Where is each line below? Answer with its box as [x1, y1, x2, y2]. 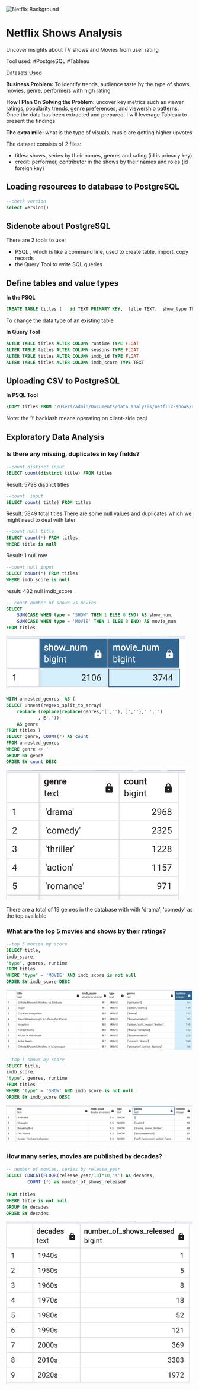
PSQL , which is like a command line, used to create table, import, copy [14, 248, 188, 256]
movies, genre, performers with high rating [6, 87, 111, 94]
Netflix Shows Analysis [6, 27, 123, 40]
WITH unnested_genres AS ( [6, 696, 76, 702]
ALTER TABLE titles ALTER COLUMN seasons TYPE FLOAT [6, 346, 139, 353]
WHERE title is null [6, 541, 57, 547]
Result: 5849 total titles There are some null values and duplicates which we [6, 510, 192, 517]
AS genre [17, 721, 38, 727]
